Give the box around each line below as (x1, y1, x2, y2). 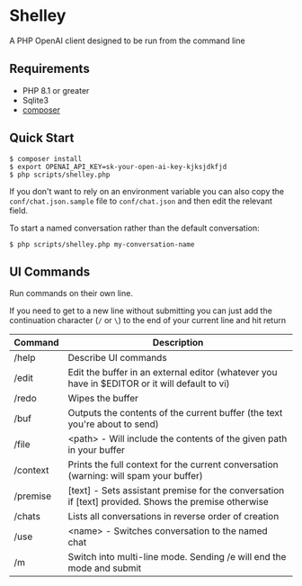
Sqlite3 (22, 95, 49, 105)
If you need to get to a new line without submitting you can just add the (9, 305, 272, 316)
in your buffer (67, 444, 126, 456)
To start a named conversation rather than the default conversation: (9, 222, 260, 233)
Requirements (9, 61, 90, 77)
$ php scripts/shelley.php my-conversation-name (9, 239, 195, 248)
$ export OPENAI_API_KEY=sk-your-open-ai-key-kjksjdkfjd (9, 162, 227, 171)
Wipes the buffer (67, 392, 139, 405)
